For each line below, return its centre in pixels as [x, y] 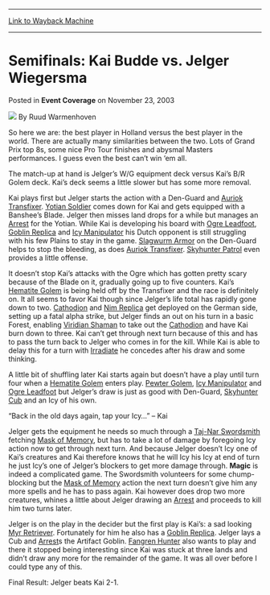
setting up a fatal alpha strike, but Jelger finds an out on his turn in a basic [131, 316]
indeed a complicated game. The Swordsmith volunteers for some [118, 474]
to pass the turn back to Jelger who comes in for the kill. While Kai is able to [134, 341]
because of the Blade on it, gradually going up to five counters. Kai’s [121, 282]
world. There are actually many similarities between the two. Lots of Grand [132, 141]
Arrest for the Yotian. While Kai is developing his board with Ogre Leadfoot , [133, 223]
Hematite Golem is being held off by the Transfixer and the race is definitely [133, 290]
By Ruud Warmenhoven [57, 117]
